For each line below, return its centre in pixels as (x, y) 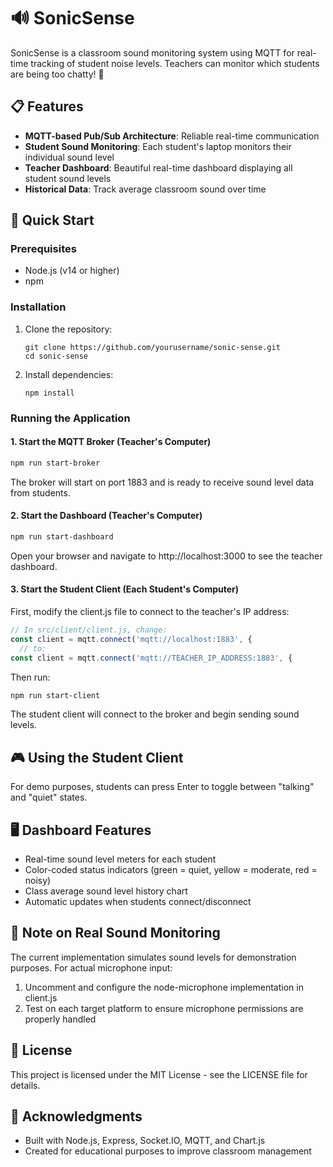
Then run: (30, 677)
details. (25, 1085)
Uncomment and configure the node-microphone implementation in (164, 987)
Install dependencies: (69, 374)
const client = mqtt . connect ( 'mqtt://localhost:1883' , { (131, 639)
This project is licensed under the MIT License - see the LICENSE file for (159, 1074)
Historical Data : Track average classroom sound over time (145, 189)
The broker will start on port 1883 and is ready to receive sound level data (162, 482)
